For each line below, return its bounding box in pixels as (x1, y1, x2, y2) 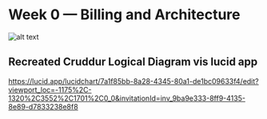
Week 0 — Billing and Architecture (8, 6, 241, 24)
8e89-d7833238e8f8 (8, 101, 78, 111)
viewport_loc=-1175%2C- (8, 85, 92, 94)
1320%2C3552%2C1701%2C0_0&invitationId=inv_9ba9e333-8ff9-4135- (8, 93, 246, 103)
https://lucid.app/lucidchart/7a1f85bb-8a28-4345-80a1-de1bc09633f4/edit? (8, 76, 259, 85)
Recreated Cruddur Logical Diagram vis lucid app (8, 55, 258, 69)
